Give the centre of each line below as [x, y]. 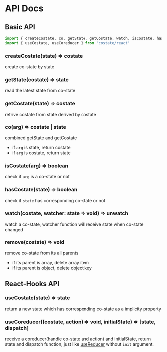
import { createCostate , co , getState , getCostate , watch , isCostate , [80, 38]
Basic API [20, 27]
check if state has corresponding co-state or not [55, 200]
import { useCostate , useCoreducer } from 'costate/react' [68, 43]
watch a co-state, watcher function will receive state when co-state [74, 224]
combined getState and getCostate [41, 138]
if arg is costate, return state [41, 153]
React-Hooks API [32, 284]
